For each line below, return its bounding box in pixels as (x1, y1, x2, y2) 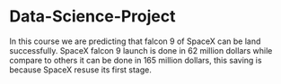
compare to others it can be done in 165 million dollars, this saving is (9, 55, 262, 65)
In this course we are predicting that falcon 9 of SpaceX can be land (9, 36, 261, 46)
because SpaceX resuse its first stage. (9, 64, 153, 75)
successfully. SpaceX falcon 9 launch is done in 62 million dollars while (9, 45, 273, 55)
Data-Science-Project (9, 6, 177, 27)
